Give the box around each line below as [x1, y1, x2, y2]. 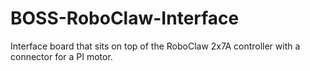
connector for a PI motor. [10, 50, 113, 62]
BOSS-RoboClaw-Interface [10, 7, 240, 30]
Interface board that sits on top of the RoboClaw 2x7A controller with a [10, 40, 301, 52]
